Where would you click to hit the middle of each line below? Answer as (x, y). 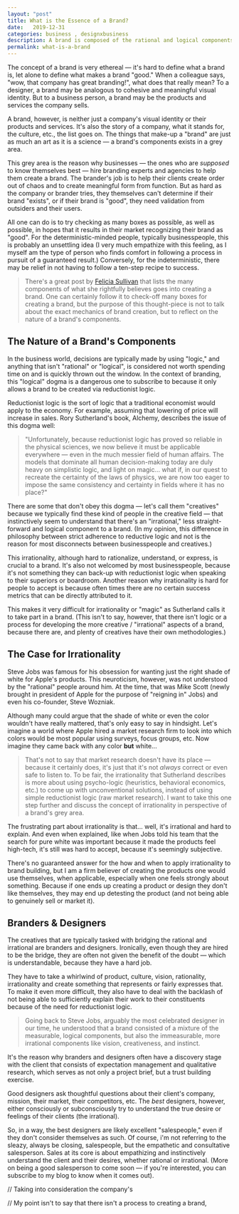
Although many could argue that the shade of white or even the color (108, 716)
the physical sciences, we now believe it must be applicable (112, 446)
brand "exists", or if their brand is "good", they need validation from (106, 201)
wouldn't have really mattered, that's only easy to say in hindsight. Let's (112, 723)
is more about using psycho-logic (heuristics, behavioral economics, (125, 782)
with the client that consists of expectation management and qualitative (112, 1064)
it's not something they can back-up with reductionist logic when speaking (117, 572)
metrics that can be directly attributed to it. (70, 595)
